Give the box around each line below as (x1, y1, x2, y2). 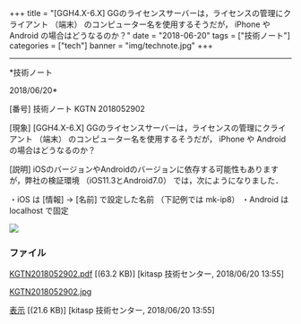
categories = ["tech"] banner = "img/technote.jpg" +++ (9, 40, 213, 51)
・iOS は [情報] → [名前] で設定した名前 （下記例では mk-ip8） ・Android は (9, 194, 289, 204)
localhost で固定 (9, 205, 69, 216)
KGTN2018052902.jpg (9, 286, 92, 297)
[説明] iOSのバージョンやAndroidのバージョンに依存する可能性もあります (9, 164, 279, 175)
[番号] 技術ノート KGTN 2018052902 (9, 104, 146, 114)
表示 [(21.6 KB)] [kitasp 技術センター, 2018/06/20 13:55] (9, 305, 215, 316)
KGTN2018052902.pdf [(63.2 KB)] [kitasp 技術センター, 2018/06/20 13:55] (9, 269, 285, 279)
